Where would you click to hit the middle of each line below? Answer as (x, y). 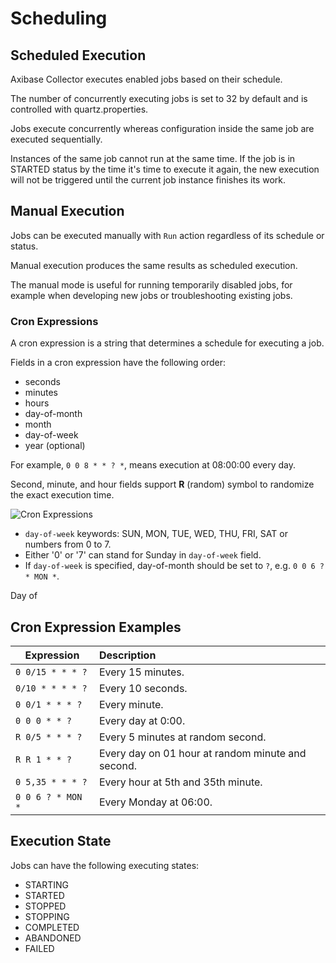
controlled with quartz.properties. (79, 109)
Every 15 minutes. (141, 672)
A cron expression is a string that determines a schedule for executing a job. (167, 343)
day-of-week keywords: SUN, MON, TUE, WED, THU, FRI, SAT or (156, 534)
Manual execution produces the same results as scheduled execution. (154, 265)
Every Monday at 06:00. (155, 802)
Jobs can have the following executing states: (105, 865)
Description (127, 655)
